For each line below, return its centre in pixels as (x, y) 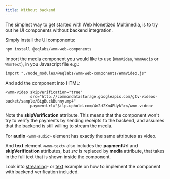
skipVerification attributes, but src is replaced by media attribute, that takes (85, 151)
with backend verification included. (42, 172)
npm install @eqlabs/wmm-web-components (49, 49)
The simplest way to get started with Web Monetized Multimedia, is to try (82, 24)
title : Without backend (30, 10)
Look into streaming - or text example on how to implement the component (83, 166)
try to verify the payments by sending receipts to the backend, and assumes (85, 120)
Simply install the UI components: (40, 40)
